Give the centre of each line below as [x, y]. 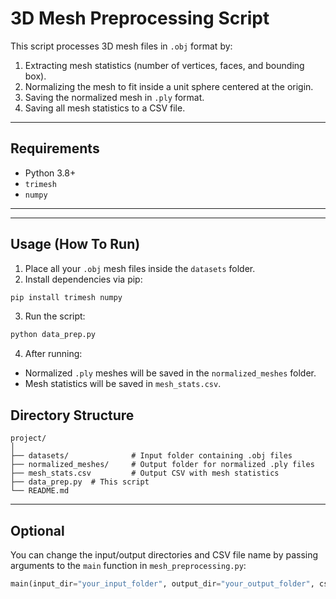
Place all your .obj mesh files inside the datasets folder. [140, 268]
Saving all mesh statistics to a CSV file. [105, 108]
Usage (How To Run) [75, 244]
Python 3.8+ [50, 173]
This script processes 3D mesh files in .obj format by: [121, 46]
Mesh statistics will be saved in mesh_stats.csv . [123, 384]
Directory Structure [72, 415]
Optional [37, 530]
